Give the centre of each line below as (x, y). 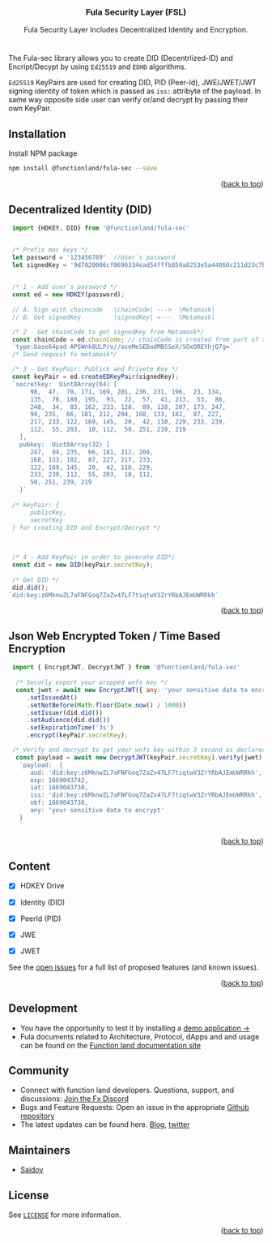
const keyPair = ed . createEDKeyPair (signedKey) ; (96, 377)
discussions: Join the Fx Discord (74, 1099)
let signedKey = (39, 265)
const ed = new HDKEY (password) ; (68, 295)
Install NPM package (43, 153)
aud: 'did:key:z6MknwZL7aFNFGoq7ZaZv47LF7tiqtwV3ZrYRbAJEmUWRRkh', (146, 772)
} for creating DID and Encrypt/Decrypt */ (86, 527)
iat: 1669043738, (59, 788)
